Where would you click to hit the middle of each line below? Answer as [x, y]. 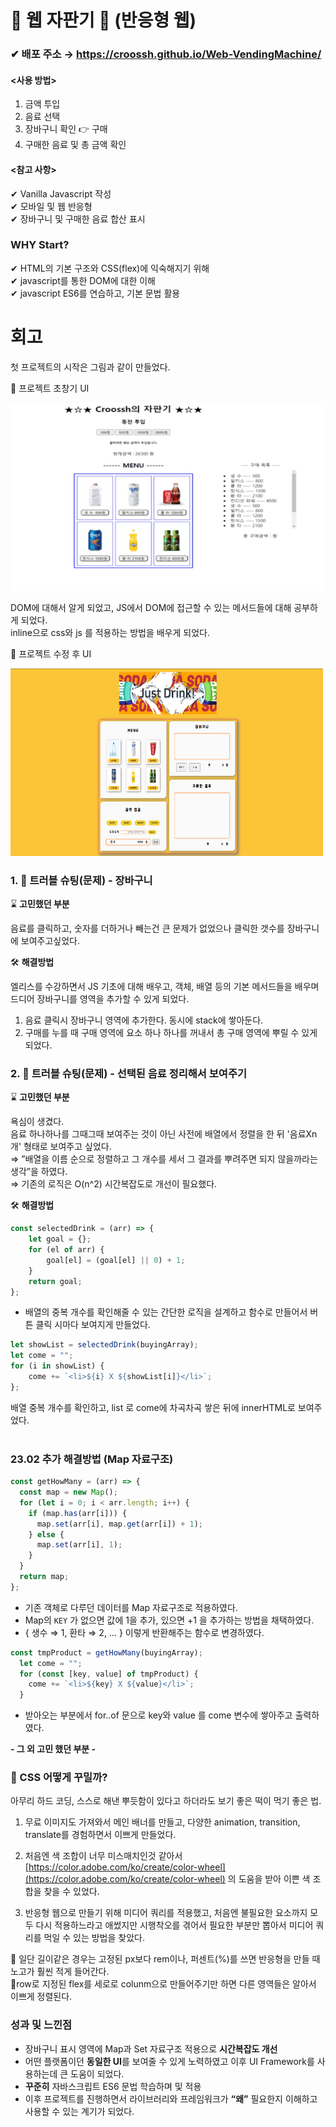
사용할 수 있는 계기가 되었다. [79, 2111]
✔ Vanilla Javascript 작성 [61, 193]
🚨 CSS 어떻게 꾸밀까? [59, 1778]
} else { [46, 1534]
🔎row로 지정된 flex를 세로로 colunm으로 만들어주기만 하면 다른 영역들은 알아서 [163, 1984]
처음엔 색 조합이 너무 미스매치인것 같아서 [103, 1856]
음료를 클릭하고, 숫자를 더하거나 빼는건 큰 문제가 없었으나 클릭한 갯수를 [147, 928]
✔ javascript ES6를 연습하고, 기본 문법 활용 [95, 293]
